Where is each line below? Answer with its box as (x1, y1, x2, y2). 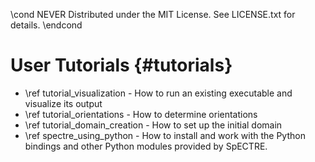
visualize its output (24, 97, 103, 109)
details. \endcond (10, 19, 83, 31)
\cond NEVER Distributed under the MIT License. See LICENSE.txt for (10, 9, 296, 20)
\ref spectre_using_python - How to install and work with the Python (24, 129, 306, 141)
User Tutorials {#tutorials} (10, 54, 233, 77)
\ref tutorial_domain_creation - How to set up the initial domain (24, 119, 283, 131)
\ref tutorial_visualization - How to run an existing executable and (24, 87, 293, 99)
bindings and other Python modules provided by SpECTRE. (24, 140, 268, 152)
